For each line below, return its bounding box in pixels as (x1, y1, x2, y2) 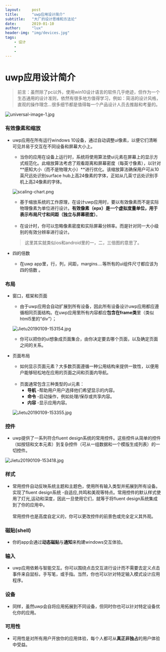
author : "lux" (5, 26, 43, 31)
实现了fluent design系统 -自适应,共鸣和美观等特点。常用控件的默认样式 (12, 489, 157, 495)
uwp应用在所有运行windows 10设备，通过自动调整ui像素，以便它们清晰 (12, 137, 158, 143)
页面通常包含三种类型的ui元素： (19, 381, 85, 387)
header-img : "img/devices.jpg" (5, 30, 70, 35)
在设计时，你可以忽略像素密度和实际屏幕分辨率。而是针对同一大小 (19, 223, 155, 229)
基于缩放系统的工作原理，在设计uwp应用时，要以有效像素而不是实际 (19, 199, 159, 205)
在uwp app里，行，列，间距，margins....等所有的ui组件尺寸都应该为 (19, 260, 159, 266)
